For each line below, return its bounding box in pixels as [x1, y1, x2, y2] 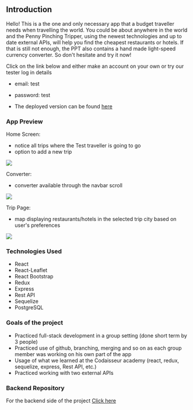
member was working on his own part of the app [14, 350, 132, 357]
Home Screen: [6, 131, 41, 138]
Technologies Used [6, 247, 62, 256]
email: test [14, 80, 40, 87]
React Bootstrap [14, 273, 54, 280]
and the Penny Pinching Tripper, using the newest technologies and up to [6, 32, 182, 40]
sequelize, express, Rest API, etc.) [14, 363, 97, 370]
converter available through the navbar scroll [14, 182, 122, 189]
